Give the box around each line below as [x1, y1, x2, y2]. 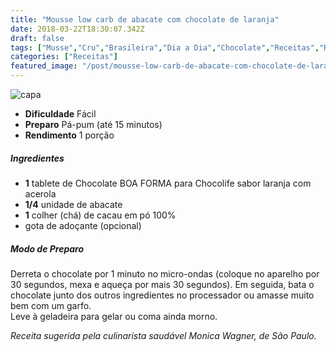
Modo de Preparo [10, 242, 85, 255]
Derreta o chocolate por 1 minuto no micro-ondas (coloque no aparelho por [10, 267, 320, 280]
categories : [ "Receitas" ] [10, 52, 118, 62]
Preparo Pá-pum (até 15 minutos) [24, 119, 163, 130]
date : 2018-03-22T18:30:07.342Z [10, 24, 145, 34]
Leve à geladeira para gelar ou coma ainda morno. [10, 310, 218, 322]
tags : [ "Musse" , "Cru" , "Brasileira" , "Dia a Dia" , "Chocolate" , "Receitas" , [10, 42, 320, 53]
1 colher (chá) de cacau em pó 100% [24, 209, 177, 221]
